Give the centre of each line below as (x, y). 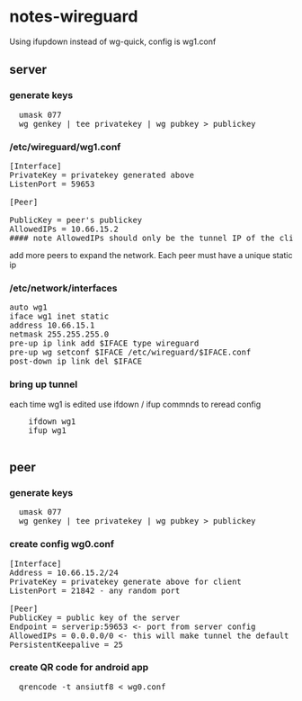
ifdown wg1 (52, 421)
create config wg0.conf (62, 544)
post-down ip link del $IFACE (76, 361)
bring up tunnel (44, 384)
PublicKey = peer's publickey (76, 220)
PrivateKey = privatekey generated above (102, 175)
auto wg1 (28, 307)
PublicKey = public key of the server (95, 617)
